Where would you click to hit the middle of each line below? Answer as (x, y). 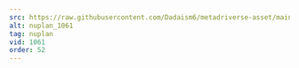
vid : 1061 (28, 42)
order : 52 (28, 50)
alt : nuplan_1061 (41, 26)
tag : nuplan (31, 34)
